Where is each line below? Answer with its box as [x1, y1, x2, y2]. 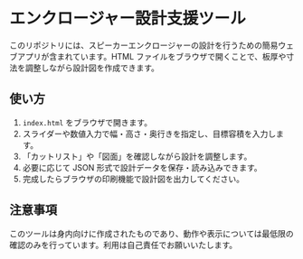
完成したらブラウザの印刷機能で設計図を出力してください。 [22, 173, 244, 184]
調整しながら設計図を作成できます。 [24, 62, 160, 73]
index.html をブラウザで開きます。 [22, 116, 152, 127]
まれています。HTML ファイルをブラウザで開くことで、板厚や [56, 51, 287, 61]
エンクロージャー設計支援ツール [9, 8, 247, 29]
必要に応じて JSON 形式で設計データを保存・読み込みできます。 [22, 162, 262, 172]
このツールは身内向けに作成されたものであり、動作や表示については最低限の [9, 227, 294, 239]
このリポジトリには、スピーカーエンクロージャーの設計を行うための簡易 [9, 40, 279, 51]
